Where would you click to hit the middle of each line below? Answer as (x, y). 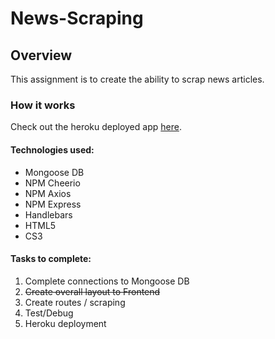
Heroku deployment (65, 323)
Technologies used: (52, 149)
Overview (41, 55)
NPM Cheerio (52, 183)
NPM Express (53, 204)
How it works (43, 105)
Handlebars (48, 214)
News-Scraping (77, 18)
